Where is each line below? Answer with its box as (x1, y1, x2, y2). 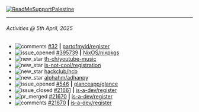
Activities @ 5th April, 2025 (6, 24, 73, 32)
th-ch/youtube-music (44, 55, 97, 62)
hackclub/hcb (44, 68, 78, 75)
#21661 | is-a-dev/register (53, 87, 117, 94)
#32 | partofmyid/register (47, 43, 110, 50)
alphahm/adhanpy (44, 74, 89, 81)
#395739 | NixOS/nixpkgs (56, 49, 120, 56)
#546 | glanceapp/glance (56, 80, 118, 88)
